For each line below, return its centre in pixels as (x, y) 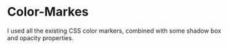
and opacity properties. (40, 37)
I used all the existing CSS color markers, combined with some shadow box (114, 31)
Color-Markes (48, 12)
